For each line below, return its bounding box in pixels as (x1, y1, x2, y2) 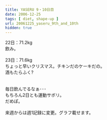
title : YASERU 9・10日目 (5, 7, 54, 12)
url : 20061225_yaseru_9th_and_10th (5, 21, 79, 26)
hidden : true (5, 26, 32, 30)
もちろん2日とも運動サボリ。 (5, 92, 64, 98)
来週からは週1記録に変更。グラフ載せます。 (5, 110, 94, 116)
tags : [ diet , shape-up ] (5, 16, 58, 21)
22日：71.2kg (5, 40, 33, 46)
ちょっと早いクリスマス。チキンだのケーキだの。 (5, 63, 105, 69)
